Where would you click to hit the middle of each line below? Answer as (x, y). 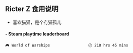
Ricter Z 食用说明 (32, 9)
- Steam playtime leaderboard (37, 34)
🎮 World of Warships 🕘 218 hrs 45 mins (67, 45)
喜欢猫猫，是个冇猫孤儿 (37, 22)
